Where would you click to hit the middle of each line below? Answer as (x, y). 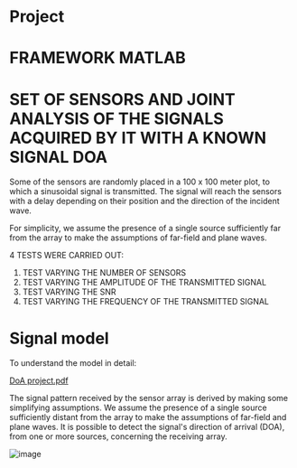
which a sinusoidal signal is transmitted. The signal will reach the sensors (146, 192)
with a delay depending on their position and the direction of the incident (144, 201)
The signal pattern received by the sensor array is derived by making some (149, 398)
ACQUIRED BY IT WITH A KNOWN (138, 138)
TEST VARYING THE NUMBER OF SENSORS (104, 273)
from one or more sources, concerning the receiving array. (118, 436)
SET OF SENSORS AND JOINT (123, 99)
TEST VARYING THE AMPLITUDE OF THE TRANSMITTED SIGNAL (144, 283)
